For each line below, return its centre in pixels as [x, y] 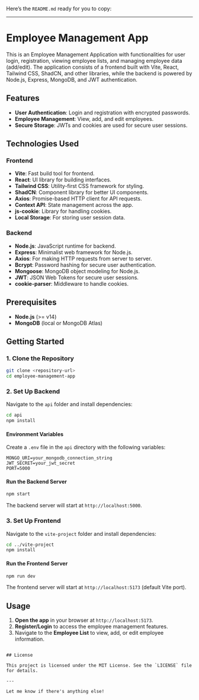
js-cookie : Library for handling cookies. [63, 211]
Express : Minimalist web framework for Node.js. [74, 252]
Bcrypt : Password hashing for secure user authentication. [85, 265]
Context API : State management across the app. [74, 205]
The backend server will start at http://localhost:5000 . [74, 506]
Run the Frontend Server [37, 563]
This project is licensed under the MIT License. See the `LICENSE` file [99, 666]
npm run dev [21, 576]
